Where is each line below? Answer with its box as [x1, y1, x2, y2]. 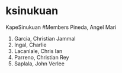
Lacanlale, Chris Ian [14, 47, 63, 54]
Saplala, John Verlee [14, 60, 65, 67]
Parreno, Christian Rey [14, 54, 69, 61]
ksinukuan [5, 4, 59, 18]
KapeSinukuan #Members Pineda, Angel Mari [5, 24, 117, 31]
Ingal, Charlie [14, 41, 47, 48]
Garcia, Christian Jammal [14, 35, 76, 42]
